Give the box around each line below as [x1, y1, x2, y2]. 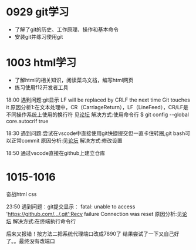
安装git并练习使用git [14, 33, 63, 40]
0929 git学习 [6, 5, 69, 19]
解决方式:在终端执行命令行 [12, 218, 76, 225]
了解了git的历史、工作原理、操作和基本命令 [14, 26, 119, 33]
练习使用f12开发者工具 [14, 83, 69, 91]
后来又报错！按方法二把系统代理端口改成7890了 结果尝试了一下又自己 [6, 230, 174, 237]
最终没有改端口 [18, 237, 55, 244]
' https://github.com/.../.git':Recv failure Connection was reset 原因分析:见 [6, 210, 183, 217]
